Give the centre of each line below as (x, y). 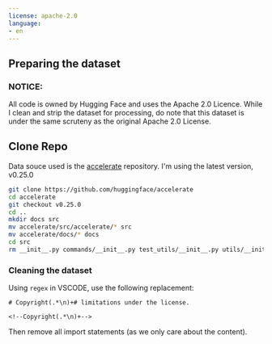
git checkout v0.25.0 (45, 204)
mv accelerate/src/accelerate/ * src (70, 227)
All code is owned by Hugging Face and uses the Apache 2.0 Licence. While (136, 104)
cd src (19, 242)
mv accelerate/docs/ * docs (54, 235)
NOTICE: (25, 86)
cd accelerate (32, 197)
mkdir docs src (34, 220)
